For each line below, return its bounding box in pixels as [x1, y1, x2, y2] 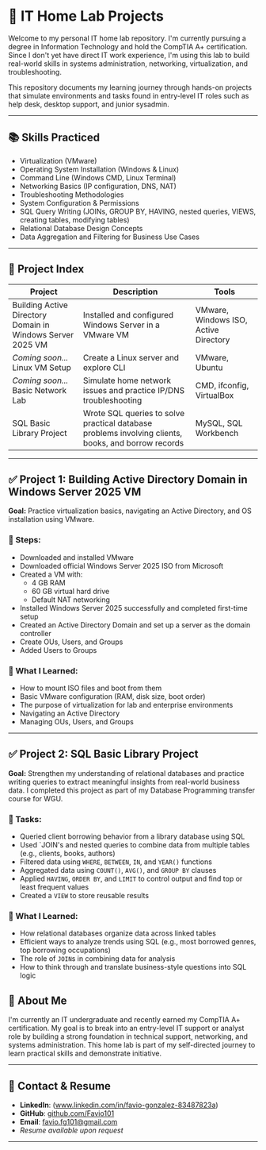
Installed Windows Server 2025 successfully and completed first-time [19, 603, 248, 612]
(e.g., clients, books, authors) [19, 849, 116, 859]
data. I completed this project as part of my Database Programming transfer [8, 785, 256, 795]
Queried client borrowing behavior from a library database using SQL [19, 832, 245, 841]
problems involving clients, [82, 427, 183, 438]
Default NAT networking [31, 595, 111, 604]
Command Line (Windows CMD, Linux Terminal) [19, 172, 177, 182]
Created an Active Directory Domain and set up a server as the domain [19, 619, 251, 630]
